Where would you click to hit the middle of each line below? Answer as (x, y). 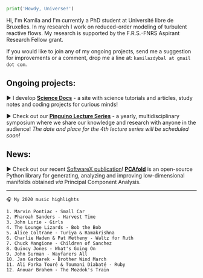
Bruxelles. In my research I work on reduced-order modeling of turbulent (97, 27)
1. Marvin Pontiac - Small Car (46, 211)
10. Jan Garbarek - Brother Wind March (56, 259)
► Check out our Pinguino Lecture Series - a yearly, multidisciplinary (93, 116)
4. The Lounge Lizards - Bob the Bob (54, 227)
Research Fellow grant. (35, 39)
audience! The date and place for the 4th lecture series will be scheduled (98, 129)
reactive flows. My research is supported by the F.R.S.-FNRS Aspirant (93, 33)
